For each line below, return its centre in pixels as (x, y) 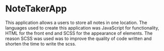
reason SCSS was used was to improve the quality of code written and (78, 38)
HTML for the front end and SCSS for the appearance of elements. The (79, 33)
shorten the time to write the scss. (41, 43)
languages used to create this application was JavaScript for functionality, (82, 27)
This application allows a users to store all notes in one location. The (76, 22)
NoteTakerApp (36, 9)
